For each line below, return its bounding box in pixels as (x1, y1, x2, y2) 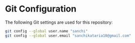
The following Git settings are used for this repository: (5, 19, 113, 25)
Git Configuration (5, 3, 77, 14)
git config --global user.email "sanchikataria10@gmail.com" (5, 33, 132, 38)
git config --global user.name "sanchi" (5, 29, 88, 33)
